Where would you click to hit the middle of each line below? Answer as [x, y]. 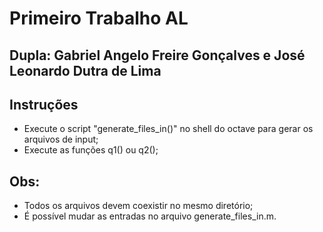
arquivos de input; [61, 139]
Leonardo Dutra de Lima [85, 70]
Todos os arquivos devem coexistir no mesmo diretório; [138, 206]
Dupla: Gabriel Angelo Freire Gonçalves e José [157, 55]
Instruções [44, 104]
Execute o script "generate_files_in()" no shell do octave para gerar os [168, 129]
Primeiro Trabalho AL [99, 18]
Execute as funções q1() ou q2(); [91, 150]
